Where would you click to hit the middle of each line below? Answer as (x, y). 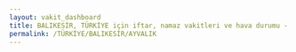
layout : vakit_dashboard (55, 17)
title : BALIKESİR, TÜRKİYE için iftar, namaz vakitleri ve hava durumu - (149, 26)
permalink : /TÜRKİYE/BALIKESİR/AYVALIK (83, 33)
